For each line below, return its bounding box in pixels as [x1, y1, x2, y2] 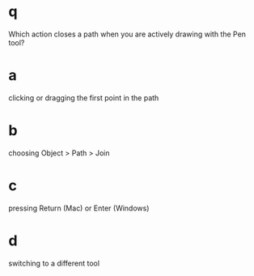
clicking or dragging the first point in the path [8, 92, 159, 103]
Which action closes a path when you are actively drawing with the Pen [8, 29, 247, 39]
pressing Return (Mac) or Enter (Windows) [8, 203, 150, 213]
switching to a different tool [8, 258, 99, 268]
